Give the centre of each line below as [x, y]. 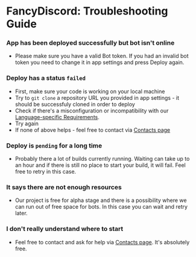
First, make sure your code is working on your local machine [90, 91]
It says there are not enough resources [64, 187]
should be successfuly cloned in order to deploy [75, 104]
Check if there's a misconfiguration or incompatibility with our [92, 111]
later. [21, 213]
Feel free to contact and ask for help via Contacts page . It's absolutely [102, 242]
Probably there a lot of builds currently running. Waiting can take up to [102, 159]
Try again [27, 123]
